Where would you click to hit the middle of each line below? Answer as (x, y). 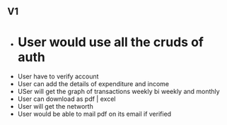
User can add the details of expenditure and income (93, 84)
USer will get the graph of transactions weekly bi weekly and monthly (119, 92)
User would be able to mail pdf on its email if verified (94, 114)
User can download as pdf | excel (66, 99)
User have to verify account (58, 76)
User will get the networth (55, 107)
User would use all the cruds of (110, 42)
